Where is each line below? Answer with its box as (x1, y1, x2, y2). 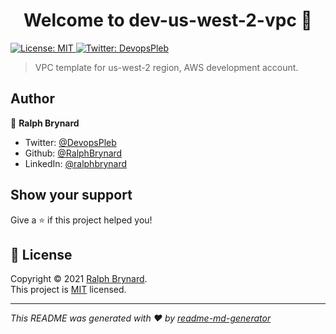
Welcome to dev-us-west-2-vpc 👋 (23, 9, 313, 32)
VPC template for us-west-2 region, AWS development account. (34, 61, 299, 73)
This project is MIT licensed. (10, 284, 127, 296)
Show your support (10, 187, 133, 204)
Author (10, 90, 55, 108)
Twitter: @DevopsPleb (24, 136, 117, 148)
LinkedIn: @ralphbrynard (24, 157, 128, 169)
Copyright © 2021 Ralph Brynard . (10, 273, 148, 285)
